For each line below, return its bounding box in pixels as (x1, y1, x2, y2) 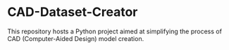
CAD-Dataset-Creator (7, 4, 138, 20)
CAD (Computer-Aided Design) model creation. (7, 34, 144, 42)
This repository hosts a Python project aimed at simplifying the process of (7, 27, 222, 35)
